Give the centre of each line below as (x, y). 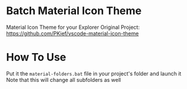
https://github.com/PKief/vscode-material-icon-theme (72, 33)
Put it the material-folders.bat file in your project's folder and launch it (94, 73)
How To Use (36, 57)
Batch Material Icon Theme (74, 11)
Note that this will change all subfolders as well (64, 80)
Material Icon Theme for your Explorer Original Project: (73, 27)
